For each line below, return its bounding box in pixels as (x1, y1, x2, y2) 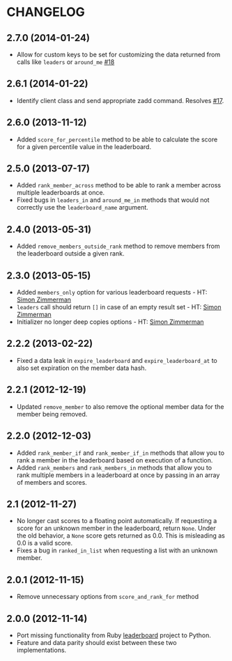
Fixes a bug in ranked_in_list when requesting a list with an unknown (16, 546, 218, 554)
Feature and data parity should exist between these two (16, 638, 177, 646)
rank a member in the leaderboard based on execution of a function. (16, 456, 213, 464)
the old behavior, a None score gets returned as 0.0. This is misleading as (16, 531, 226, 540)
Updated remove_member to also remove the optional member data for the (16, 402, 224, 411)
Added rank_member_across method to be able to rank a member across (16, 181, 221, 189)
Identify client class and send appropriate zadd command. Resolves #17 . (16, 96, 224, 104)
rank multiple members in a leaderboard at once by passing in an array (16, 471, 220, 479)
